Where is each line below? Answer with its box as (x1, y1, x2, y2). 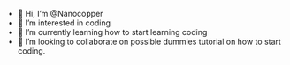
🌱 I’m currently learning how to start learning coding (17, 27, 208, 37)
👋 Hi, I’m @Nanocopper (17, 9, 103, 18)
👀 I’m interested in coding (17, 18, 111, 28)
